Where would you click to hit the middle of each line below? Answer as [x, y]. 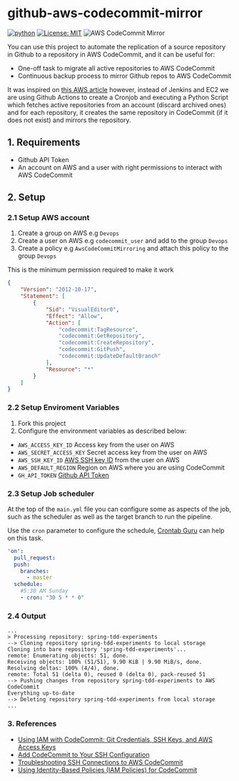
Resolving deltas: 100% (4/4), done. [63, 668]
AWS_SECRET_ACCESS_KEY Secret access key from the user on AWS [112, 452]
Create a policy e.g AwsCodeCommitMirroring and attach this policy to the [123, 249]
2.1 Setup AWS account [49, 218]
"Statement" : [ [43, 297]
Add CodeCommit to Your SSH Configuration [83, 755]
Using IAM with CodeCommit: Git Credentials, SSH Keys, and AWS [115, 739]
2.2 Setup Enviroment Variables [63, 407]
